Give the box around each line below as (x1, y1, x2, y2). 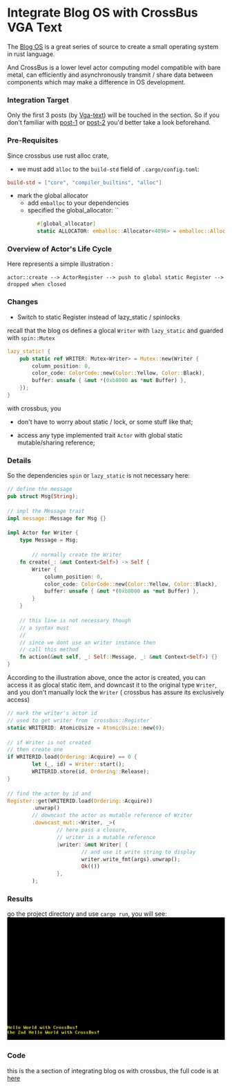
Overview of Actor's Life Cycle (7, 244, 113, 254)
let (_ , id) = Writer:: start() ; (32, 761, 126, 768)
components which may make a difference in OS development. (7, 78, 186, 86)
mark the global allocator (17, 192, 88, 200)
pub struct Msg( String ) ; (7, 493, 79, 500)
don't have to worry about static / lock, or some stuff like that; (17, 417, 193, 426)
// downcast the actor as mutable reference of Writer (32, 812, 193, 819)
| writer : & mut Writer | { (56, 841, 128, 848)
